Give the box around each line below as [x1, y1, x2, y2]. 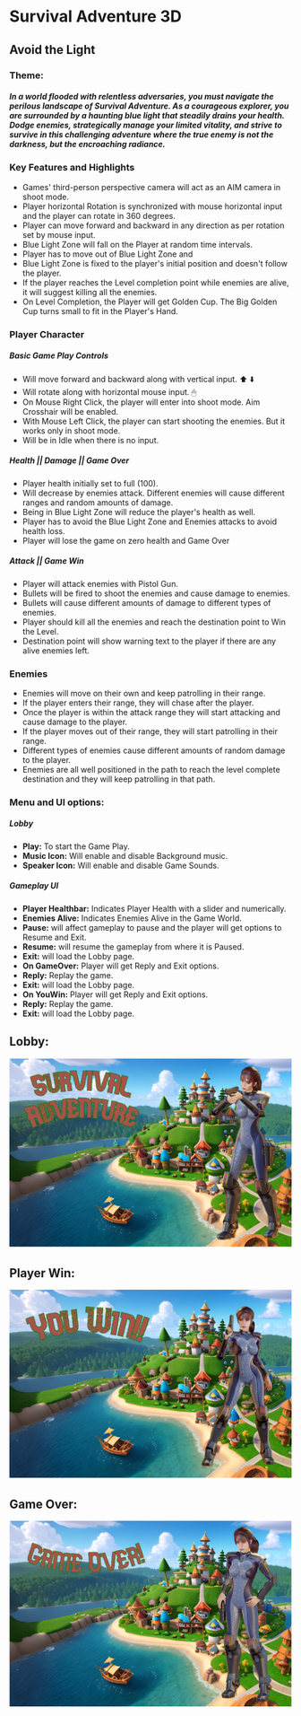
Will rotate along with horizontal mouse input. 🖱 [21, 386, 197, 397]
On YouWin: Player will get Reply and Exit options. [21, 989, 209, 1000]
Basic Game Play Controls [9, 350, 109, 361]
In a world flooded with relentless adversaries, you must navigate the [9, 92, 275, 102]
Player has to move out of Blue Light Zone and [21, 249, 193, 259]
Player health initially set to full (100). [21, 477, 159, 488]
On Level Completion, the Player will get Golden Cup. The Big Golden [21, 296, 278, 307]
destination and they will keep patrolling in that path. [21, 774, 216, 784]
